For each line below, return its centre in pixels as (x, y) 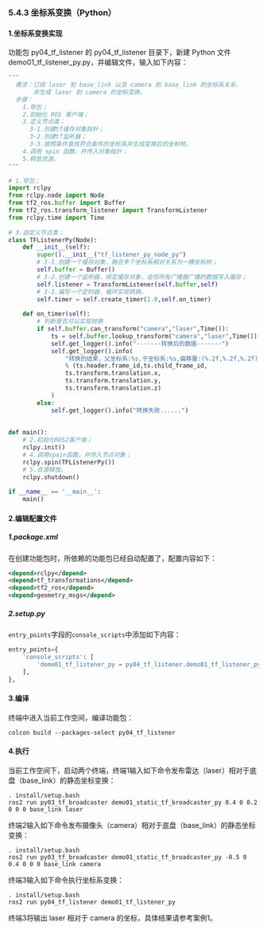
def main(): (28, 433)
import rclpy (30, 188)
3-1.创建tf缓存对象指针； (67, 129)
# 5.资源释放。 (44, 469)
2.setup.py (27, 613)
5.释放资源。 (41, 159)
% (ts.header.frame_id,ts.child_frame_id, (136, 366)
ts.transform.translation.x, (113, 373)
